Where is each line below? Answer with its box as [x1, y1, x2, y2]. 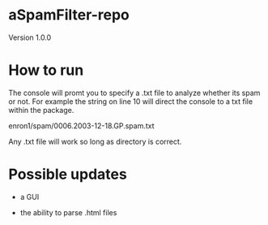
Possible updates [8, 165, 127, 184]
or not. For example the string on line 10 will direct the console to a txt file [8, 96, 253, 106]
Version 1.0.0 [8, 32, 52, 42]
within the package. [8, 105, 74, 115]
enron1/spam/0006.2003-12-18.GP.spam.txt [8, 120, 155, 131]
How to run [8, 61, 84, 80]
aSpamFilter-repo [8, 6, 130, 24]
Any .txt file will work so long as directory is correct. [8, 136, 182, 146]
